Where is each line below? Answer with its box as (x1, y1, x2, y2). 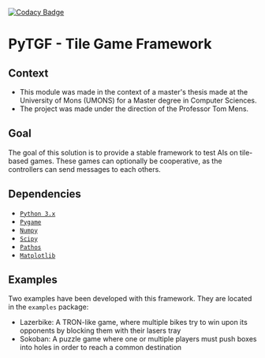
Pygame (19, 218, 42, 226)
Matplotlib (19, 252, 56, 259)
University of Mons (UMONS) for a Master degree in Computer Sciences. (19, 95, 257, 105)
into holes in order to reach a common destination (19, 343, 182, 352)
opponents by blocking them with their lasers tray (19, 326, 181, 335)
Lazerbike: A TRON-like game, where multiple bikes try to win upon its (19, 318, 248, 327)
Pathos (19, 243, 42, 252)
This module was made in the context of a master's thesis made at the (19, 88, 248, 96)
